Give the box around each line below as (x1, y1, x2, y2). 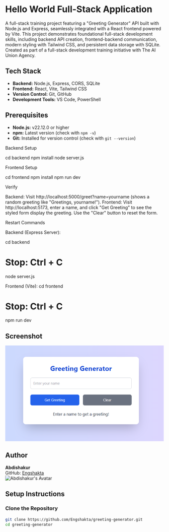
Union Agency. (5, 52, 36, 58)
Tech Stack (5, 67, 41, 76)
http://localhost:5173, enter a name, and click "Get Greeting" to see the (5, 204, 152, 210)
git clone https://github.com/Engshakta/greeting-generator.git (5, 517, 143, 522)
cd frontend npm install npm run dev (5, 174, 81, 180)
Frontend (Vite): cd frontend (5, 283, 63, 289)
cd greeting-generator (5, 522, 53, 527)
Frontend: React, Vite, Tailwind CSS (12, 86, 87, 92)
